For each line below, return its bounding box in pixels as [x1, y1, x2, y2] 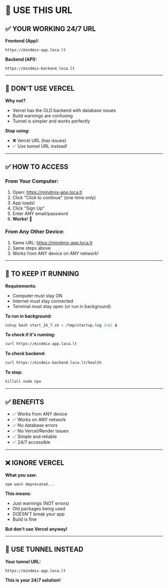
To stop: [5, 369, 23, 375]
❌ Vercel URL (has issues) [12, 137, 66, 143]
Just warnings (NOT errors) [12, 500, 69, 506]
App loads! [12, 200, 35, 206]
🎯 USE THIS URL [5, 5, 72, 16]
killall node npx [5, 379, 41, 384]
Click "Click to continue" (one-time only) [12, 194, 96, 200]
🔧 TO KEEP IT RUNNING [5, 269, 79, 278]
